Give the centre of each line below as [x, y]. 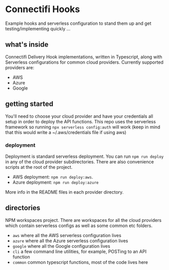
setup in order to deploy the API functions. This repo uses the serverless [81, 121]
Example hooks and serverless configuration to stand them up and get [78, 23]
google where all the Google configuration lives [61, 246]
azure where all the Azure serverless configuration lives [70, 241]
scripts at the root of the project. [39, 167]
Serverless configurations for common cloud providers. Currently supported [84, 62]
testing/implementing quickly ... [38, 28]
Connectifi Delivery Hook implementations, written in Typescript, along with [84, 57]
